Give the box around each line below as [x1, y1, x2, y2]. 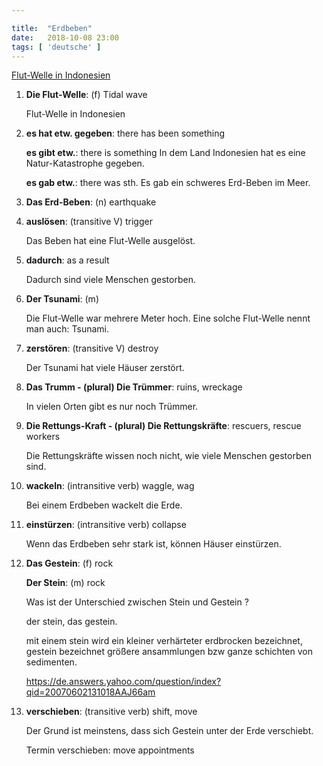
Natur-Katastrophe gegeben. [25, 157, 145, 170]
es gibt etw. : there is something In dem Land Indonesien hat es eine [25, 147, 306, 159]
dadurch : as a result [25, 254, 110, 266]
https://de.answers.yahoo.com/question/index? [25, 676, 222, 688]
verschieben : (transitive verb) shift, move [25, 706, 198, 718]
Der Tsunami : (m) [25, 293, 99, 305]
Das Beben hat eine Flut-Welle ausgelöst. [25, 235, 196, 247]
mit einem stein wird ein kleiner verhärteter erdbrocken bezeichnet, [25, 635, 303, 647]
